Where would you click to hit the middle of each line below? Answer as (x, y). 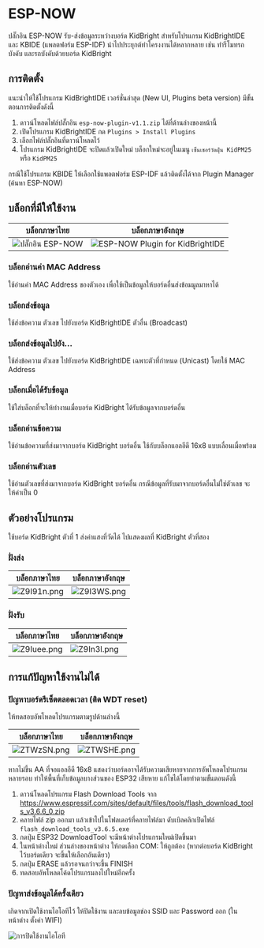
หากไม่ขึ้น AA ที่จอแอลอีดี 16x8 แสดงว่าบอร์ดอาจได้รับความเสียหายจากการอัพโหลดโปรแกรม (128, 769)
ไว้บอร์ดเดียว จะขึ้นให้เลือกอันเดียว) (65, 855)
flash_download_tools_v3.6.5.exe (74, 829)
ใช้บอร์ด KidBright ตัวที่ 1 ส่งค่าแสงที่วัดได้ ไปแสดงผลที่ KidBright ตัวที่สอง (109, 537)
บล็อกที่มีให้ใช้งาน (42, 208)
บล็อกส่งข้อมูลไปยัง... (41, 344)
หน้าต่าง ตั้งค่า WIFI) (35, 920)
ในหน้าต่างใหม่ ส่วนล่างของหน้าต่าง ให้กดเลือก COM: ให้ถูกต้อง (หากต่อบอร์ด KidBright (136, 846)
